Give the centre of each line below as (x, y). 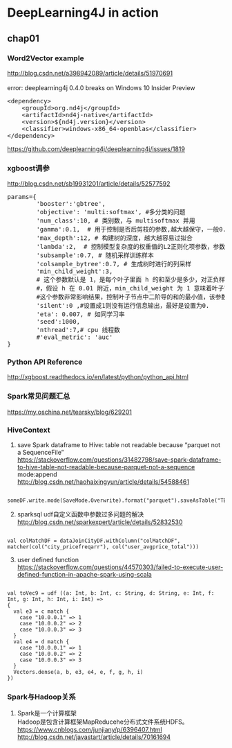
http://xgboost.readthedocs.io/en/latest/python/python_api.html (98, 377)
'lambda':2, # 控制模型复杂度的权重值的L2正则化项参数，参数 (131, 247)
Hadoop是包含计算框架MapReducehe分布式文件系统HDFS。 (103, 722)
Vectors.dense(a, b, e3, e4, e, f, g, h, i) (78, 672)
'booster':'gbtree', (71, 204)
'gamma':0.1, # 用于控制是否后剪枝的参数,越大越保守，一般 (128, 229)
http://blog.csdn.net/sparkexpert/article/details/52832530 (100, 522)
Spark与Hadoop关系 (41, 697)
